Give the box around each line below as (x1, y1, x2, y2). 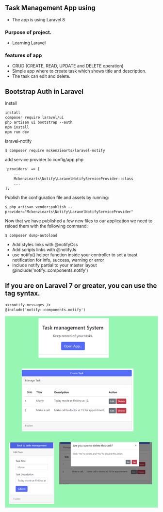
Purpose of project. (5, 29, 52, 35)
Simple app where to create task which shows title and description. (12, 68, 147, 74)
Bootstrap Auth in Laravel (5, 87, 84, 96)
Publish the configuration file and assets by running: (5, 195, 109, 200)
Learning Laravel (12, 40, 46, 46)
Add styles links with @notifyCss (12, 242, 78, 248)
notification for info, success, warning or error (12, 257, 104, 263)
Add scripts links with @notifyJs (12, 247, 77, 253)
